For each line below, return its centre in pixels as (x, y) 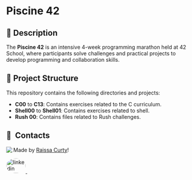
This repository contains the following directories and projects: (83, 93)
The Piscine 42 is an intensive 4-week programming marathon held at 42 (96, 47)
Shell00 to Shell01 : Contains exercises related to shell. (82, 110)
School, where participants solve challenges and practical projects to (91, 53)
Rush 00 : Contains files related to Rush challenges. (78, 116)
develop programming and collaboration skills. (63, 60)
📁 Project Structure (42, 78)
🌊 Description (32, 33)
